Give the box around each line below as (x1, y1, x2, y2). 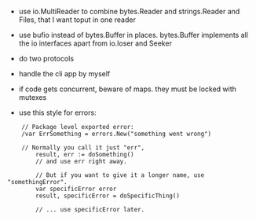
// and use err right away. (35, 157, 127, 165)
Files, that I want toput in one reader (18, 15, 137, 24)
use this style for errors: (18, 108, 97, 117)
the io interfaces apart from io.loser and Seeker (18, 39, 172, 48)
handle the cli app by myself (18, 69, 111, 78)
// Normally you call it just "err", (21, 144, 145, 152)
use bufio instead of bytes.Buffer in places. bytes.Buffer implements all (18, 31, 249, 39)
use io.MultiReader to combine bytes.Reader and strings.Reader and (18, 7, 240, 16)
